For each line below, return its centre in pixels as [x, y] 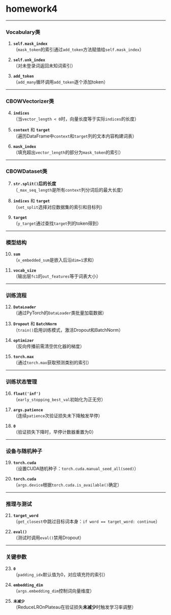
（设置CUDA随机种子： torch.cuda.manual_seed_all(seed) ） [76, 469]
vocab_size [25, 271]
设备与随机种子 [24, 451]
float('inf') [27, 394]
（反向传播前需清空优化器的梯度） [49, 346]
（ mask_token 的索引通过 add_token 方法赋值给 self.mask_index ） [78, 49]
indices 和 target [31, 200]
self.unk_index [29, 60]
